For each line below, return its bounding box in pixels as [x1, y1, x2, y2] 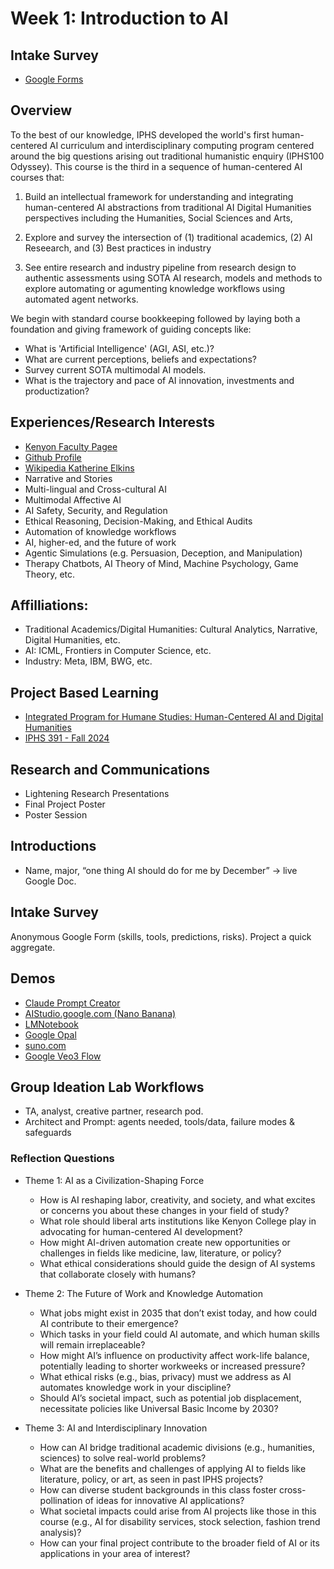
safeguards [24, 1127, 72, 1139]
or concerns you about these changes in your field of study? [39, 1204, 290, 1216]
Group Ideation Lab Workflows [10, 1078, 205, 1096]
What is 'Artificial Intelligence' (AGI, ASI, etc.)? [24, 342, 215, 354]
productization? [24, 385, 90, 397]
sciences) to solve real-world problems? [39, 1452, 207, 1464]
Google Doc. [24, 875, 77, 887]
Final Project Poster [24, 798, 106, 811]
